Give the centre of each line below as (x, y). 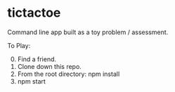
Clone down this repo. (50, 66)
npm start (31, 81)
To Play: (19, 45)
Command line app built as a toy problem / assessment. (88, 32)
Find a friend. (37, 59)
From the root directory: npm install (69, 74)
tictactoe (34, 13)
